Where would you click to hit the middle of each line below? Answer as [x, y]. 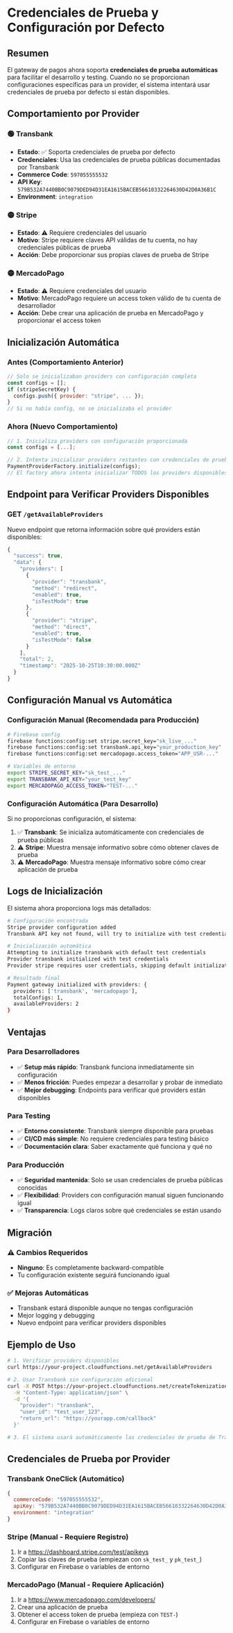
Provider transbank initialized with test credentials [88, 959]
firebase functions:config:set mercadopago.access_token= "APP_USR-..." [113, 754]
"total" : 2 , [37, 659]
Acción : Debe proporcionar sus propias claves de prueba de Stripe [113, 254]
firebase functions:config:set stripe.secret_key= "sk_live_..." [102, 741]
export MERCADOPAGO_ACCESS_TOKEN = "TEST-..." [72, 786]
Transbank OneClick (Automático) [66, 1479]
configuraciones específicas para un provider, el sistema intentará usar [109, 84]
